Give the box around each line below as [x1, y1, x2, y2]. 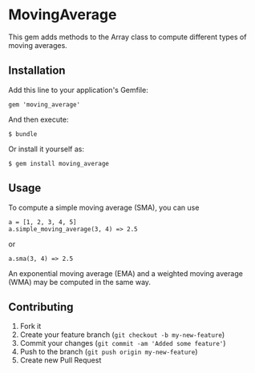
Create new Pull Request [19, 355, 102, 365]
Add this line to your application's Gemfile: [8, 85, 148, 94]
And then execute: [8, 114, 69, 124]
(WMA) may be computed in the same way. [8, 277, 151, 287]
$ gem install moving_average [8, 159, 110, 167]
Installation [8, 64, 66, 78]
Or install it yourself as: [8, 144, 84, 154]
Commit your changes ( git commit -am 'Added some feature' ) [19, 339, 226, 348]
